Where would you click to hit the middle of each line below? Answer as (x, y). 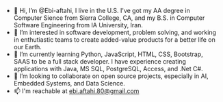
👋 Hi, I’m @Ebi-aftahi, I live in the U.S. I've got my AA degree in (102, 11)
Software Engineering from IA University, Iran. (78, 25)
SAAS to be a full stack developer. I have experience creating (100, 61)
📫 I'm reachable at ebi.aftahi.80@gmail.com (76, 91)
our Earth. (28, 47)
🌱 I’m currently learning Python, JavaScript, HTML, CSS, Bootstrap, (108, 54)
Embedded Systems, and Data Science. (69, 83)
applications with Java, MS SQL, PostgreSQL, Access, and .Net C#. (108, 69)
